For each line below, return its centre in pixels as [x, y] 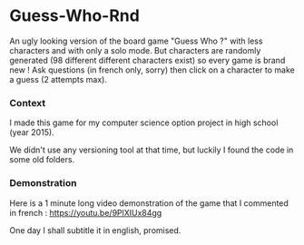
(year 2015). [32, 132]
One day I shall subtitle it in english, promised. [95, 230]
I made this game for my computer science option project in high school [144, 122]
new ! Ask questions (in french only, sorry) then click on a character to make [152, 70]
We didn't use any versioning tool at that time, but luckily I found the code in [152, 150]
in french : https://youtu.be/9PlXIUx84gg [86, 212]
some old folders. [42, 160]
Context [28, 103]
